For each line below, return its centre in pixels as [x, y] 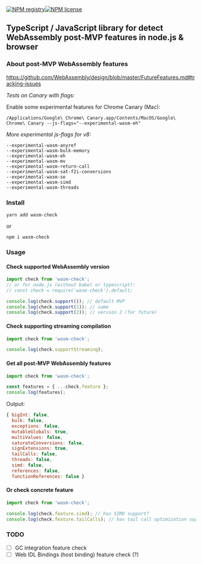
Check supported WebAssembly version [58, 266]
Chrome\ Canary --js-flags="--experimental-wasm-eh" [74, 123]
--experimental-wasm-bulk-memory [48, 150]
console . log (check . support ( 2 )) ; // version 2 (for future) [82, 313]
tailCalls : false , [35, 454]
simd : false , [28, 465]
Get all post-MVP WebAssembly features [59, 363]
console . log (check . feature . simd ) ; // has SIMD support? [78, 513]
